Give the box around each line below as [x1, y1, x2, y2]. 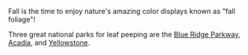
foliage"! [8, 15, 35, 24]
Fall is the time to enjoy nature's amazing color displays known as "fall [8, 7, 236, 15]
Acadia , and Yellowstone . [8, 38, 91, 47]
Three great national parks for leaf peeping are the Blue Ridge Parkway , [8, 30, 241, 39]
